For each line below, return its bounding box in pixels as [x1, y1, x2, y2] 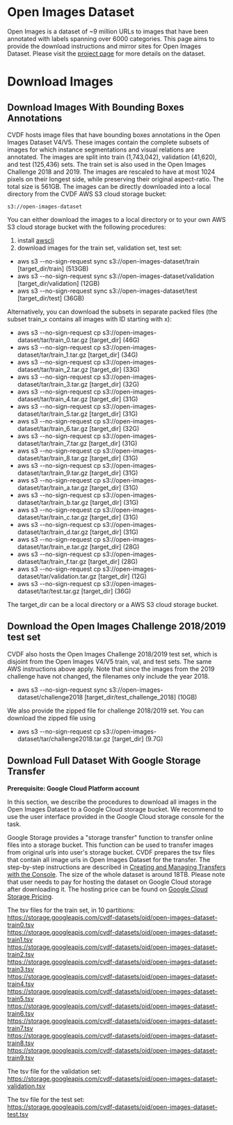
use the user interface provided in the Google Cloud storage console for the [7, 812, 225, 820]
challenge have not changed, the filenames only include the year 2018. [7, 672, 210, 680]
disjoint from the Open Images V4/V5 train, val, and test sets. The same [7, 657, 212, 665]
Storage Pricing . [7, 892, 54, 900]
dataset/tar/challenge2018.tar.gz [17, 734, 111, 743]
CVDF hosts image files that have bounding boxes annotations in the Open [7, 130, 220, 139]
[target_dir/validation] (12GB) [17, 279, 100, 287]
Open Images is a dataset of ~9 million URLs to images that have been [7, 27, 209, 35]
